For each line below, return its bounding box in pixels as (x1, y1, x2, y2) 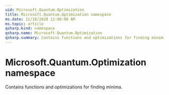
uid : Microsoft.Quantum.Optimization (5, 7, 84, 12)
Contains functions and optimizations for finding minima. (5, 83, 123, 90)
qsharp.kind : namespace (5, 26, 55, 31)
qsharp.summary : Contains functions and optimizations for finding (5, 35, 150, 40)
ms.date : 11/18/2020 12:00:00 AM (5, 16, 75, 21)
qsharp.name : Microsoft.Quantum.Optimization (5, 30, 102, 35)
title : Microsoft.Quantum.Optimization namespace (5, 12, 112, 17)
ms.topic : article (5, 21, 44, 26)
